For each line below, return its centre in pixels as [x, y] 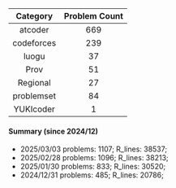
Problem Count [94, 16]
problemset [34, 96]
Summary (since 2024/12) [54, 131]
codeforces [34, 43]
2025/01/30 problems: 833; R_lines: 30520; [93, 167]
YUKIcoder [34, 109]
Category [34, 16]
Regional [34, 83]
